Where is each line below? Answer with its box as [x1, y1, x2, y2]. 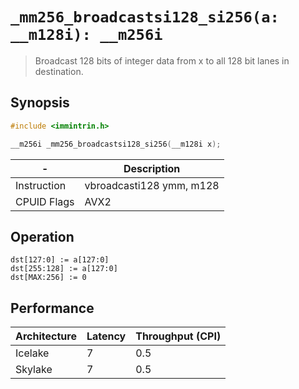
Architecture [15, 329, 77, 343]
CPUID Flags [15, 194, 75, 208]
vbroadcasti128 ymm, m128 [84, 178, 220, 192]
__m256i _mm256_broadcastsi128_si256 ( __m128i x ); [10, 139, 222, 149]
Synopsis [10, 94, 70, 112]
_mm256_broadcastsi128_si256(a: [10, 8, 280, 27]
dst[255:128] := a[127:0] [10, 264, 118, 274]
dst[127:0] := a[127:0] [10, 255, 110, 265]
